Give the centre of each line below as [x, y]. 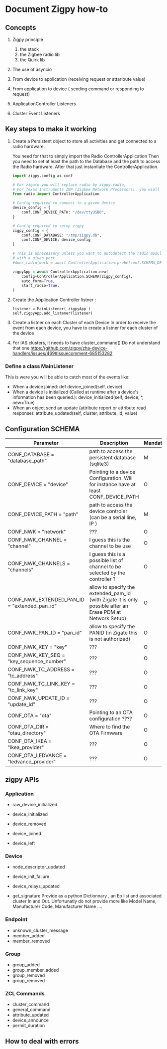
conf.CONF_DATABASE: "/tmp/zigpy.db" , [62, 235]
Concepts [21, 28]
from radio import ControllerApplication [56, 194]
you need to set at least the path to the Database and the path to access [86, 161]
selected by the [107, 573]
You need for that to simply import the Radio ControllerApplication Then [85, 156]
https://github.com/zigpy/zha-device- [69, 348]
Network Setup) [108, 618]
